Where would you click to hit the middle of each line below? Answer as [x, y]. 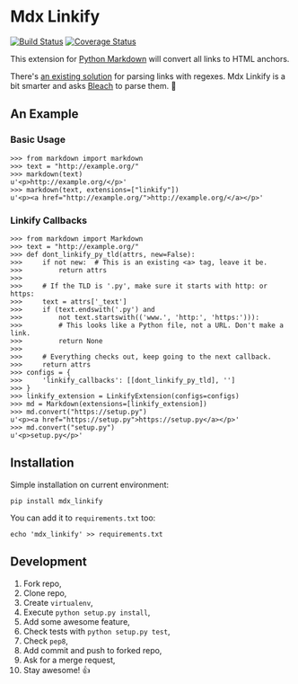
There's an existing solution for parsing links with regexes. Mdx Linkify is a [148, 76]
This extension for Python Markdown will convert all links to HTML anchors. [150, 58]
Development [49, 562]
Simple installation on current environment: [90, 484]
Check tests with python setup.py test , [96, 631]
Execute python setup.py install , [87, 612]
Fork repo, [42, 583]
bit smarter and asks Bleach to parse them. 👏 [93, 85]
